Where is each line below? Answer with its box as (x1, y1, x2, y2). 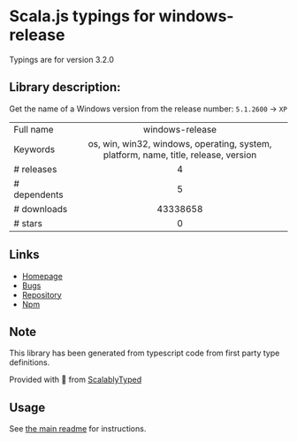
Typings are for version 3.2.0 (9, 54, 115, 65)
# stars (13, 217, 42, 229)
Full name (13, 123, 55, 135)
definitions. (9, 357, 50, 368)
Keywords (13, 143, 56, 156)
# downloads (13, 202, 68, 215)
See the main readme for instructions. (9, 423, 147, 434)
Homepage (21, 271, 64, 281)
